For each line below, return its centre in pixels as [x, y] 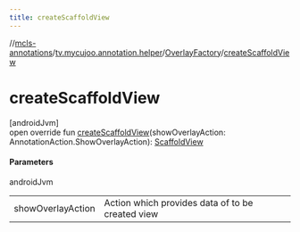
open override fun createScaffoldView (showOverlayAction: [117, 132]
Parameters [31, 162]
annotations [31, 52]
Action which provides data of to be [179, 203]
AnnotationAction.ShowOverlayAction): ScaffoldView [106, 141]
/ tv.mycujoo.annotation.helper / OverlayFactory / [138, 52]
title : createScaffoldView [59, 17]
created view [131, 213]
